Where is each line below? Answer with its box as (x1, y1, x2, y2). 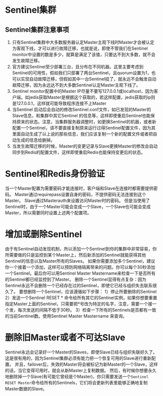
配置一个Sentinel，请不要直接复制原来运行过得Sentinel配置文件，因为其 (12, 125, 156, 131)
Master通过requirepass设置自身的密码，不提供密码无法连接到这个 (14, 191, 146, 197)
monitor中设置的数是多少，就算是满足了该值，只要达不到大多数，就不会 (12, 52, 156, 57)
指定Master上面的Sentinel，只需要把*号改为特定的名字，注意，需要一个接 (5, 301, 152, 307)
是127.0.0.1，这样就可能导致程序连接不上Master (12, 101, 107, 106)
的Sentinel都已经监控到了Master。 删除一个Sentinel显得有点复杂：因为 (5, 276, 147, 282)
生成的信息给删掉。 (16, 137, 55, 143)
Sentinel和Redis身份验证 (5, 168, 105, 179)
